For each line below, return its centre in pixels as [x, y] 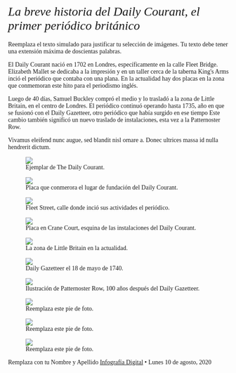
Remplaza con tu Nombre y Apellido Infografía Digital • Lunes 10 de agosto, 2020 [110, 362]
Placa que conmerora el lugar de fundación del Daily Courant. [102, 187]
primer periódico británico [74, 26]
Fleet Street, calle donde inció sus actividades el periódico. [98, 208]
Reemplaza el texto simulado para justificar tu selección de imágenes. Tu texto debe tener [118, 44]
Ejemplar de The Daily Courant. [65, 167]
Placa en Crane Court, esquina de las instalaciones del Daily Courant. [111, 228]
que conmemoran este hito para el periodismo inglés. [73, 85]
